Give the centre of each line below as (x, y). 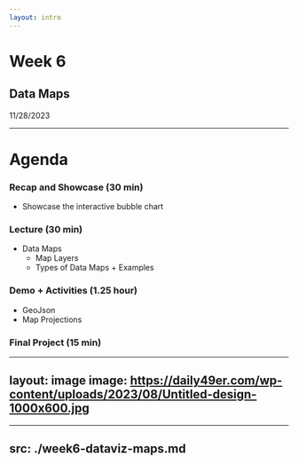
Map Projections (52, 319)
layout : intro (35, 17)
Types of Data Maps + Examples (94, 268)
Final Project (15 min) (55, 342)
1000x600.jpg (50, 409)
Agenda (39, 159)
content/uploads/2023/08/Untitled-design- (133, 394)
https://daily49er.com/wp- (206, 381)
